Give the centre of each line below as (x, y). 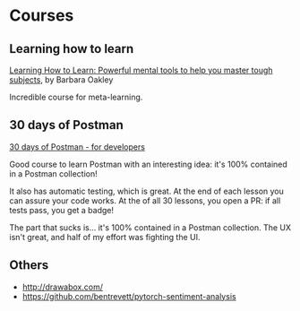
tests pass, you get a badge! (62, 210)
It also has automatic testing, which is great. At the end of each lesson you (147, 191)
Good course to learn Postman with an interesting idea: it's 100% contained (149, 164)
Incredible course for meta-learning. (76, 97)
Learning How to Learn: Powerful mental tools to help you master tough (141, 70)
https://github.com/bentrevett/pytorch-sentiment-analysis (129, 296)
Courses (42, 16)
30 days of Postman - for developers (77, 147)
